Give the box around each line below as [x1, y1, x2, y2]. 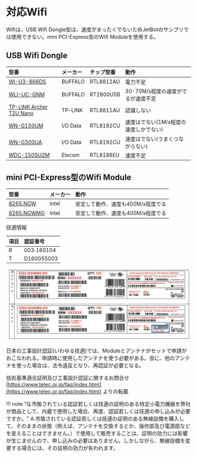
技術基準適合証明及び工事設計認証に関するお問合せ [6, 374, 130, 382]
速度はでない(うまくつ [125, 135, 179, 142]
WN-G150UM [8, 122, 44, 129]
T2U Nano [8, 110, 34, 116]
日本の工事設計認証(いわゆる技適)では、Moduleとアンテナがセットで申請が [6, 347, 188, 354]
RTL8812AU [90, 78, 120, 85]
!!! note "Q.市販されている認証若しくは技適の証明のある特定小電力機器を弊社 [6, 401, 191, 408]
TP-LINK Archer [8, 103, 48, 110]
